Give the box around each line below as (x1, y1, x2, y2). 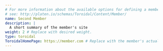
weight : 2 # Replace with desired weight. (5, 30, 92, 34)
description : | (5, 20, 36, 26)
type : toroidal (5, 34, 36, 39)
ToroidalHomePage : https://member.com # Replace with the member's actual (5, 39, 160, 44)
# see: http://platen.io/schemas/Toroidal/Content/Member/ (5, 12, 127, 17)
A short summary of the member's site (9, 25, 88, 30)
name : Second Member (5, 16, 47, 21)
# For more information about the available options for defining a (5, 7, 147, 12)
